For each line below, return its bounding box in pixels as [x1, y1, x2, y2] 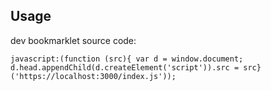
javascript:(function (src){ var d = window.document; [10, 54, 244, 64]
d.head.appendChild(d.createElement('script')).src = [10, 62, 240, 73]
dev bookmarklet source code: [10, 34, 137, 46]
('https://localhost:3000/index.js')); [10, 71, 177, 81]
